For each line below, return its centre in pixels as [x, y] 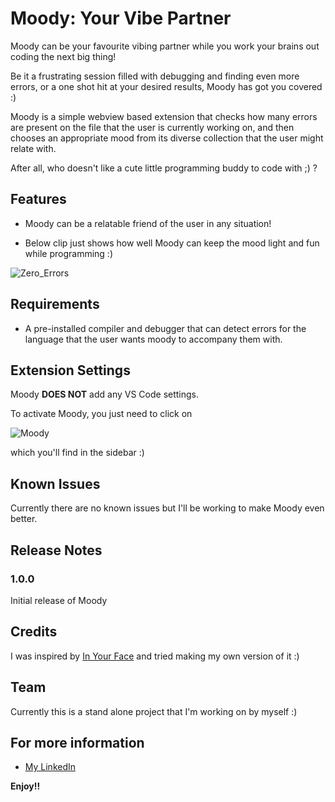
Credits [34, 632]
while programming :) [68, 253]
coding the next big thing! [63, 56]
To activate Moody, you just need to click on [101, 414]
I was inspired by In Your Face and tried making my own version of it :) [155, 656]
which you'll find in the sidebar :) [77, 453]
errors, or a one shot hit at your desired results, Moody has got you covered [166, 86]
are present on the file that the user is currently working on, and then [152, 127]
